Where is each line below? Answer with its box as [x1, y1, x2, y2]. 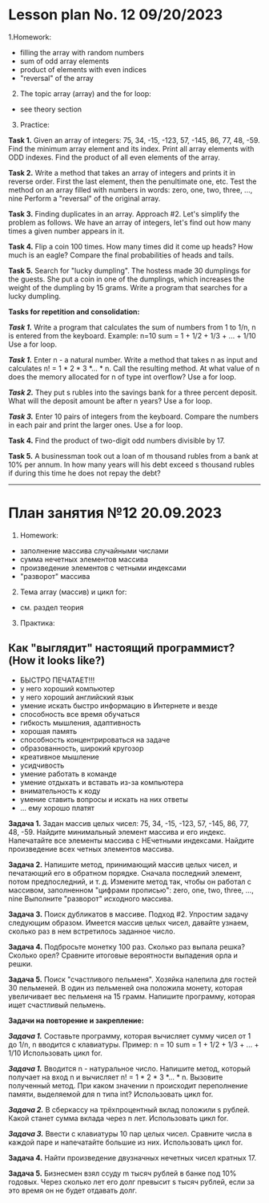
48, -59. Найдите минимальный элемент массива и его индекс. [8, 827, 227, 836]
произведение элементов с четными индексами [19, 563, 187, 573]
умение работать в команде [19, 768, 118, 779]
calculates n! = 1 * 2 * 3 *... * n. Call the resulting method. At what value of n [8, 363, 260, 373]
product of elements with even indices [19, 64, 147, 74]
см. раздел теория [19, 602, 84, 612]
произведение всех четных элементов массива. [8, 844, 175, 853]
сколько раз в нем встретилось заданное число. [8, 926, 176, 936]
